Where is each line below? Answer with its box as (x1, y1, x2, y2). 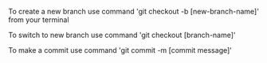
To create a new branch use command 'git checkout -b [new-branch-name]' (8, 7, 259, 16)
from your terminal (8, 15, 69, 24)
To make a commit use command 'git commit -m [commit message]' (8, 46, 233, 54)
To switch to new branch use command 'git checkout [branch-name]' (8, 31, 237, 39)
